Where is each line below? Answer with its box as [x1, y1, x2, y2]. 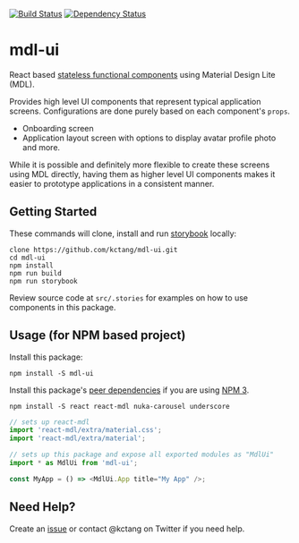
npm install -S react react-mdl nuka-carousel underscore [9, 402, 230, 411]
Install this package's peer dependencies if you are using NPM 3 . [9, 385, 250, 395]
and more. [21, 141, 61, 152]
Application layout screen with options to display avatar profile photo [21, 132, 277, 143]
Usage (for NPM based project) [9, 327, 186, 344]
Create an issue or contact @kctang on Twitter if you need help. [9, 523, 245, 534]
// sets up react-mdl [9, 417, 90, 427]
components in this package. [9, 301, 116, 312]
